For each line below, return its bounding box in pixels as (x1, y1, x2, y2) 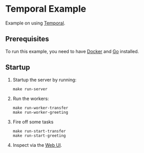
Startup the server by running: (12, 76, 77, 83)
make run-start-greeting (12, 133, 66, 138)
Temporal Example (5, 3, 86, 15)
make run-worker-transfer (12, 105, 68, 110)
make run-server (12, 86, 48, 92)
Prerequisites (5, 35, 49, 43)
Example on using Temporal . (5, 20, 66, 26)
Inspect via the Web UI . (12, 142, 63, 148)
